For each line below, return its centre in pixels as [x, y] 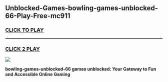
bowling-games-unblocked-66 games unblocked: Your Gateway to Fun [81, 69]
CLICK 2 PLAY [22, 49]
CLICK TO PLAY [24, 30]
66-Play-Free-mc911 [38, 16]
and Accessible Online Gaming [38, 74]
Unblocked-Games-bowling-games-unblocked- [82, 8]
